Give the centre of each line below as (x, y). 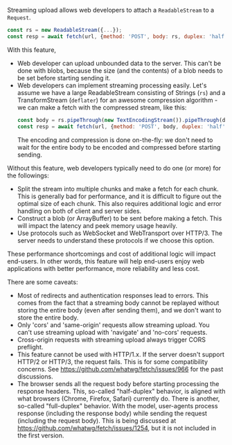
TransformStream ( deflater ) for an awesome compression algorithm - (117, 100)
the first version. (41, 435)
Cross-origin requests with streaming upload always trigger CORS (111, 340)
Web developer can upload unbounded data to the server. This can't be (119, 63)
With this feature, (32, 50)
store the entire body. (48, 317)
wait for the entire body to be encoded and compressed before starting (119, 147)
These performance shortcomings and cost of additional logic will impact (111, 254)
